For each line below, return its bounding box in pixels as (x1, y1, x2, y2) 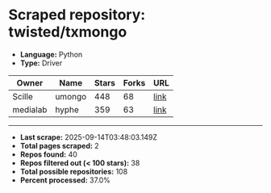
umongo (55, 90, 87, 102)
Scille (12, 90, 34, 102)
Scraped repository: (8, 6, 146, 24)
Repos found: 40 (19, 149, 78, 159)
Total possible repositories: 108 (19, 166, 128, 176)
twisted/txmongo (8, 23, 127, 41)
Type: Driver (19, 58, 63, 68)
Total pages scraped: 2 (19, 141, 99, 150)
